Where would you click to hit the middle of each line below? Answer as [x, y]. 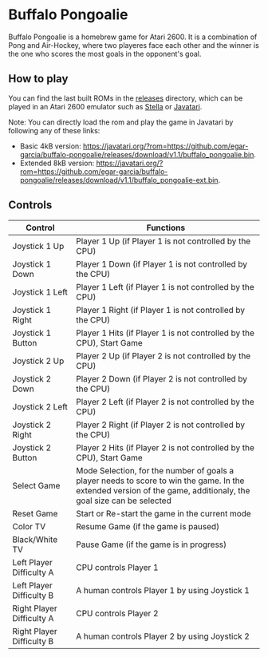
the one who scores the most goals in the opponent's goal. [105, 53]
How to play [38, 79]
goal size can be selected [123, 501]
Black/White [35, 539]
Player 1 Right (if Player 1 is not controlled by [160, 310]
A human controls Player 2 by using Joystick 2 [162, 636]
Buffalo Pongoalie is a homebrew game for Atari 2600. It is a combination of [133, 37]
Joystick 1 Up [38, 246]
